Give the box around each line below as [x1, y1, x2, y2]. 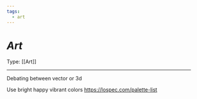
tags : [6, 8, 20, 15]
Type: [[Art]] [6, 58, 37, 65]
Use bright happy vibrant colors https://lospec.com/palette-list [6, 86, 157, 93]
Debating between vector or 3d [6, 75, 82, 82]
